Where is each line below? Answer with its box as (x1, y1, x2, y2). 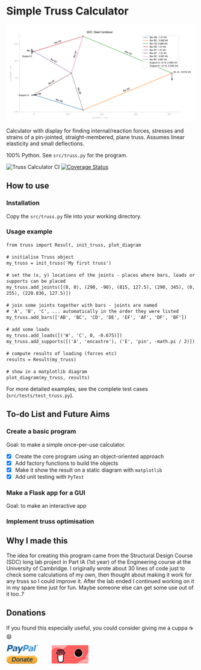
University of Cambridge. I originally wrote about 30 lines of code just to (6, 564, 185, 572)
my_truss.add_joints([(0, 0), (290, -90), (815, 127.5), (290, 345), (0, (6, 284, 196, 290)
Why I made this (6, 536, 68, 546)
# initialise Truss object (6, 254, 74, 260)
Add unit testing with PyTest (14, 473, 84, 480)
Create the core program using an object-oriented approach (14, 452, 164, 460)
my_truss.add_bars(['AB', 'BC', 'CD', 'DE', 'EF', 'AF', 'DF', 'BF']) (6, 314, 187, 320)
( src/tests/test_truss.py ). (6, 391, 74, 399)
